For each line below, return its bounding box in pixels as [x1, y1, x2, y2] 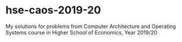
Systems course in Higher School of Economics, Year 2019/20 [5, 29, 158, 36]
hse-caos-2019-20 [5, 3, 101, 17]
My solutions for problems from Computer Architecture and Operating [5, 23, 176, 30]
